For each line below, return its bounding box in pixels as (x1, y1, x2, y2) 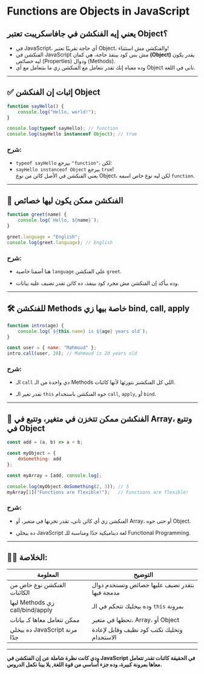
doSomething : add (18, 456, 62, 462)
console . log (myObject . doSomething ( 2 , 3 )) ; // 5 (7, 483, 130, 489)
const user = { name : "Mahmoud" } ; (7, 345, 97, 351)
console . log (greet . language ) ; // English (7, 239, 113, 245)
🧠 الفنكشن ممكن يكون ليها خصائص (7, 196, 123, 206)
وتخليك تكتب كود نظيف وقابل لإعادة (91, 625, 183, 634)
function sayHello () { (7, 103, 64, 109)
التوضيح (133, 570, 153, 579)
